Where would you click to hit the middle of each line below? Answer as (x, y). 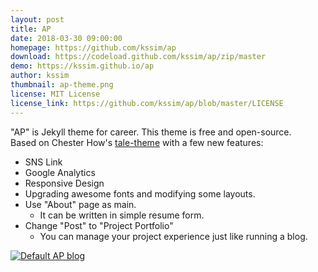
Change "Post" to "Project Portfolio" (99, 225)
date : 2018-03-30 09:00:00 (66, 38)
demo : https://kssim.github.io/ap (82, 66)
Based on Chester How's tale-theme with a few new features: (137, 142)
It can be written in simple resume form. (122, 215)
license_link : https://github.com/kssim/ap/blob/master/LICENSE (147, 103)
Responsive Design (64, 183)
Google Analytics (60, 172)
